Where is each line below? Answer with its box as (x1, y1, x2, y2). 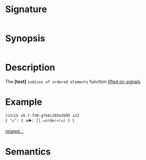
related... (5, 128, 24, 134)
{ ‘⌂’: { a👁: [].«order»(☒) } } (5, 118, 75, 123)
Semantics (5, 146, 51, 157)
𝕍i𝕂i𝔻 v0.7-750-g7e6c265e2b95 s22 (5, 113, 80, 118)
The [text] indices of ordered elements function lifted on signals (5, 78, 141, 85)
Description (5, 62, 55, 73)
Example (5, 96, 42, 107)
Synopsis (5, 33, 45, 44)
